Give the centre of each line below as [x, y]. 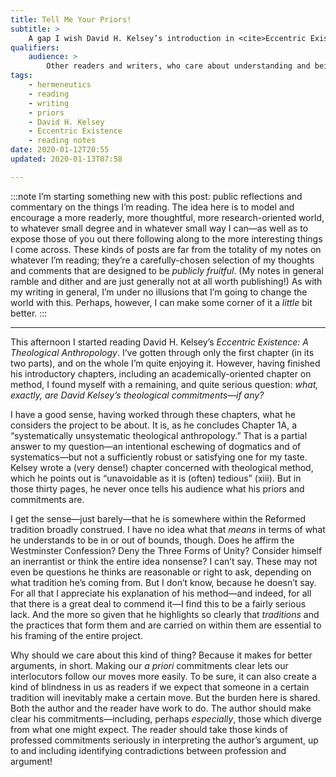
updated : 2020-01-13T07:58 [66, 159]
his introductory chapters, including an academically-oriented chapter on [161, 373]
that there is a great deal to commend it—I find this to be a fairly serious [158, 603]
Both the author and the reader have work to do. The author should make [161, 708]
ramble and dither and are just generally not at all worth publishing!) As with [166, 281]
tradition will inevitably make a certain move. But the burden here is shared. [165, 697]
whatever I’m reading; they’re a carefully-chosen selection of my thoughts [162, 260]
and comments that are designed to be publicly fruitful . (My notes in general [167, 270]
